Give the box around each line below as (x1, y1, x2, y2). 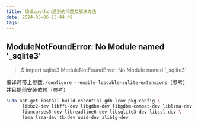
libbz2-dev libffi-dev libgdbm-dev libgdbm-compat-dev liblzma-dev (21, 104, 193, 109)
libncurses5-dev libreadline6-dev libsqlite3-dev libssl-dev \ (21, 109, 182, 115)
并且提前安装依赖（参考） (6, 86, 69, 93)
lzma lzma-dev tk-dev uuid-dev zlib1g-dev (21, 114, 129, 120)
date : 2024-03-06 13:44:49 (6, 14, 73, 20)
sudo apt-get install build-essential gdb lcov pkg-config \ (6, 98, 161, 104)
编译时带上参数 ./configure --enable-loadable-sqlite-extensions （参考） (6, 79, 189, 86)
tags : (6, 20, 20, 25)
